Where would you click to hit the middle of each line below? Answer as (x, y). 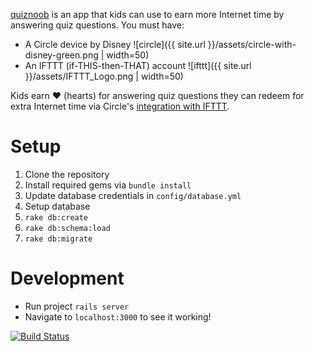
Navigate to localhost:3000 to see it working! (118, 316)
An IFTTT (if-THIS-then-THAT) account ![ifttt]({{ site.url (138, 65)
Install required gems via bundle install (108, 185)
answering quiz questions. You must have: (97, 25)
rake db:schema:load (67, 228)
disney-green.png (61, 55)
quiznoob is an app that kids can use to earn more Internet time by (147, 14)
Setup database (57, 206)
